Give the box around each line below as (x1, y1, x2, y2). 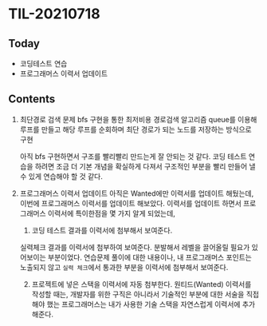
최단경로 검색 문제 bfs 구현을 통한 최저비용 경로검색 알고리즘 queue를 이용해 (19, 114, 257, 124)
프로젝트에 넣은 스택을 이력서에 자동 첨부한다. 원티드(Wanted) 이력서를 (31, 279, 252, 288)
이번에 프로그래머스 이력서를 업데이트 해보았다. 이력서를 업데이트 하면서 (19, 198, 241, 208)
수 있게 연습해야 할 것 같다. (19, 171, 104, 181)
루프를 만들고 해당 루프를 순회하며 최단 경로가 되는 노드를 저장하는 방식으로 (19, 125, 253, 134)
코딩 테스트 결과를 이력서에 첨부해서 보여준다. (31, 225, 173, 235)
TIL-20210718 (8, 5, 101, 23)
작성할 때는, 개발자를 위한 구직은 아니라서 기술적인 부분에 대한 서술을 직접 (31, 289, 260, 299)
